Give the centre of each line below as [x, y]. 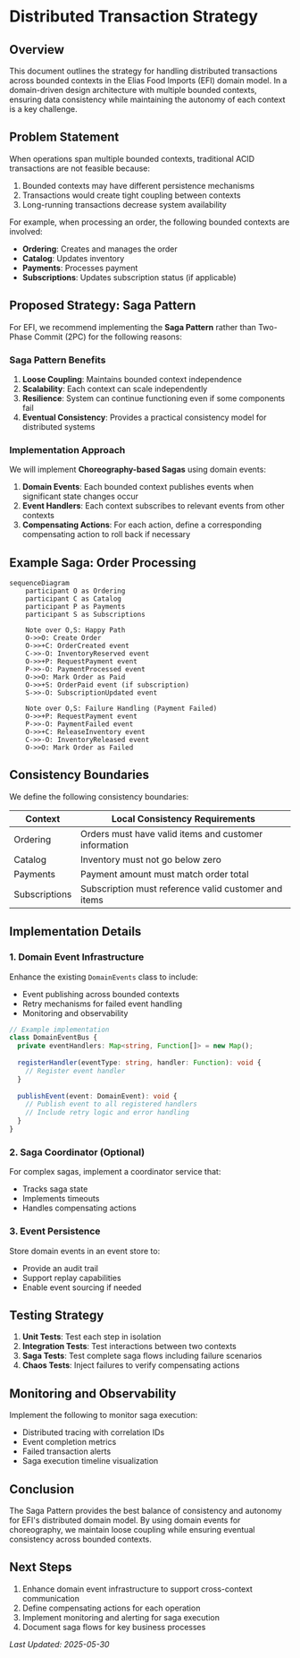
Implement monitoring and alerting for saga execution [121, 1617]
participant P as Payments [75, 607]
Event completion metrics [69, 1442]
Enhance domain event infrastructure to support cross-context [137, 1589]
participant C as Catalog [74, 599]
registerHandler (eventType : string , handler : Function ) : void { [139, 1063]
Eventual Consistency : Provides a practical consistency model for [144, 417]
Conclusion [42, 1489]
